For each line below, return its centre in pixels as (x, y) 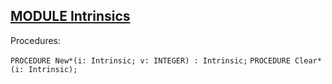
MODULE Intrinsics (70, 16)
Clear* (308, 60)
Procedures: (36, 40)
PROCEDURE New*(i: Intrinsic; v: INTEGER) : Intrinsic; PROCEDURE (150, 60)
